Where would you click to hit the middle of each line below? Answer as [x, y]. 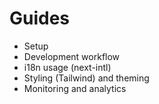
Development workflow [72, 56]
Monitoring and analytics [75, 88]
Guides [40, 18]
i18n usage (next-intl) [67, 67]
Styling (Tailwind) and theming [86, 78]
